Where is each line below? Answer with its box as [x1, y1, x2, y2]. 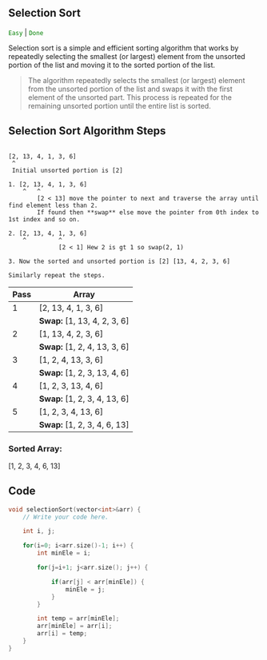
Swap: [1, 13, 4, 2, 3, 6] [38, 315, 130, 326]
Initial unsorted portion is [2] [11, 166, 124, 174]
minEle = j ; [65, 585, 106, 594]
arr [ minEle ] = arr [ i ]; [37, 622, 113, 630]
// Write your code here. [22, 513, 110, 521]
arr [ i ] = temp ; [37, 630, 88, 638]
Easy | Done [8, 27, 44, 37]
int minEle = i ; [37, 549, 91, 558]
